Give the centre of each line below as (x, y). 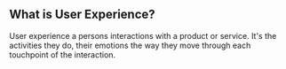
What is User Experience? (82, 15)
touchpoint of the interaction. (63, 54)
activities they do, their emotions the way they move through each (130, 45)
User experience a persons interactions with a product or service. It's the (143, 35)
